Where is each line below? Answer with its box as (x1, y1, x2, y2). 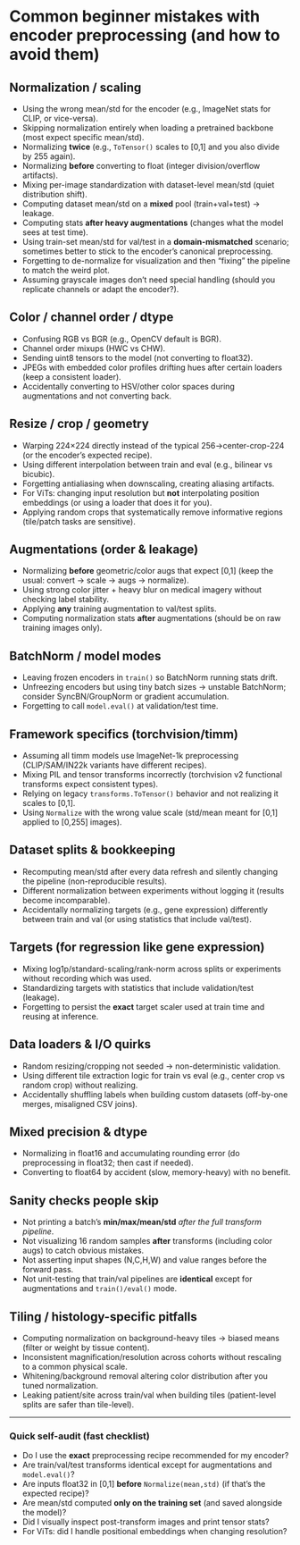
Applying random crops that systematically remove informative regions (21, 507, 283, 517)
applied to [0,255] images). (21, 817, 122, 827)
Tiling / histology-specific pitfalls (9, 1309, 198, 1324)
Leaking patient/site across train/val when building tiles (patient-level (21, 1390, 277, 1400)
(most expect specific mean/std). (21, 132, 145, 142)
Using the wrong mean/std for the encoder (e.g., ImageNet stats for (21, 104, 271, 113)
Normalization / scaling (9, 80, 142, 95)
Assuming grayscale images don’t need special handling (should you (21, 274, 276, 285)
